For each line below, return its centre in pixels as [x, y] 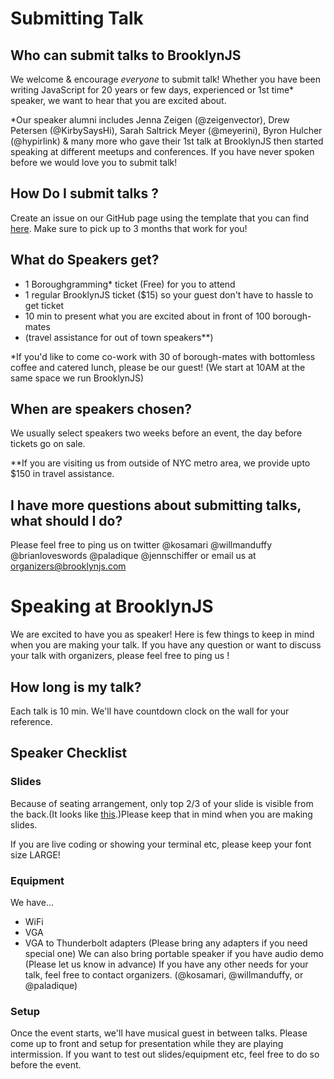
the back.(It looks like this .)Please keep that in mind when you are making [161, 814]
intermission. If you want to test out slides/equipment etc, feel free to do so [165, 1054]
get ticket [44, 305]
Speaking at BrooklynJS [112, 606]
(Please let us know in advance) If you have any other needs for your [166, 964]
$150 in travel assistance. [62, 474]
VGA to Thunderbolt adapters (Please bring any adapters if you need [166, 943]
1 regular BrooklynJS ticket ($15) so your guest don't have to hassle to [169, 294]
